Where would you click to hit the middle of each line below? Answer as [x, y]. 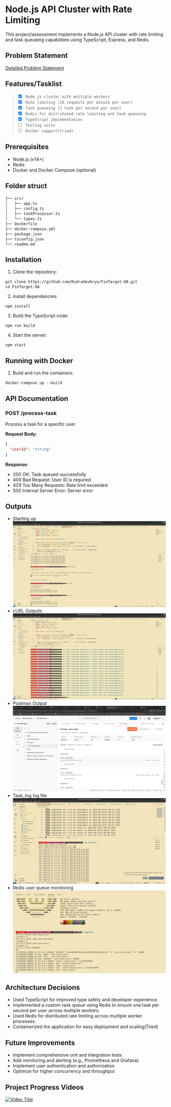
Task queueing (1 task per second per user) [73, 108]
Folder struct [26, 186]
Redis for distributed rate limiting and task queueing [86, 114]
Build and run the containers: [43, 373]
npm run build [20, 326]
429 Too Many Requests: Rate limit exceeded [60, 485]
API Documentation [37, 399]
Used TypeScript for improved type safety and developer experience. [85, 1000]
